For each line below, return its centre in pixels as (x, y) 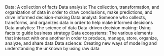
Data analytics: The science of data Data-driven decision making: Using (78, 28)
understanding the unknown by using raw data (52, 48)
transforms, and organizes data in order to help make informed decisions (79, 22)
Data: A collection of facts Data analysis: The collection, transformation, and (82, 7)
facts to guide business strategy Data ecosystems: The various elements (79, 33)
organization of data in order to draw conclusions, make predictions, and (79, 12)
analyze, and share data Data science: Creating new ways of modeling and (81, 43)
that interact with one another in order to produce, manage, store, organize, (82, 38)
